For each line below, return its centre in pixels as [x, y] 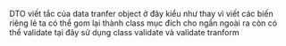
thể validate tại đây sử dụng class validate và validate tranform [124, 32]
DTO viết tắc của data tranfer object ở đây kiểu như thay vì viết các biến [142, 14]
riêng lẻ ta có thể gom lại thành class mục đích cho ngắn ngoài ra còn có [143, 23]
